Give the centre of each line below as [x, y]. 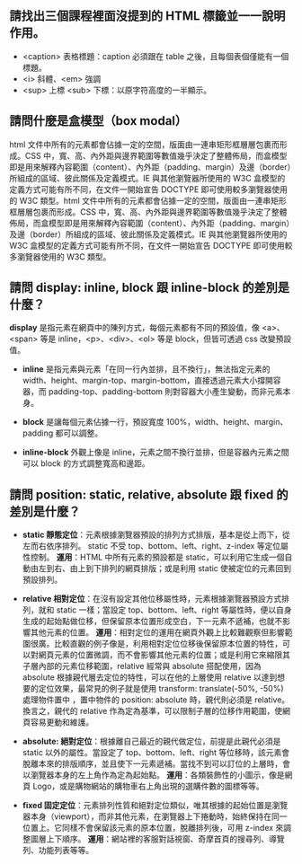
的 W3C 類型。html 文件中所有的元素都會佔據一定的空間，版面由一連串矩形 [148, 200]
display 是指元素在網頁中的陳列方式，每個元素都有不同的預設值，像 [135, 328]
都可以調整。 [79, 433]
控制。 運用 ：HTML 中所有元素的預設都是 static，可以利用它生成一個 [157, 557]
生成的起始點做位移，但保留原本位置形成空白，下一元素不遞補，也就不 [152, 622]
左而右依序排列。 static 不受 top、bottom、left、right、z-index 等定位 [151, 546]
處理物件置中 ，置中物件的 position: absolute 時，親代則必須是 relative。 [156, 700]
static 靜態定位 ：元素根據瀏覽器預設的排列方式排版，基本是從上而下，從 [156, 535]
